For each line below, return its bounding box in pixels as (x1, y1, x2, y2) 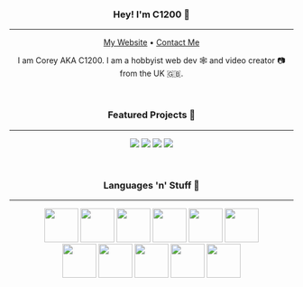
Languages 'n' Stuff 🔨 (103, 179, 200, 191)
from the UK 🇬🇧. (119, 68, 184, 79)
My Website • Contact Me (103, 37, 200, 48)
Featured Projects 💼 (107, 108, 196, 121)
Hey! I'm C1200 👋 (113, 8, 190, 21)
